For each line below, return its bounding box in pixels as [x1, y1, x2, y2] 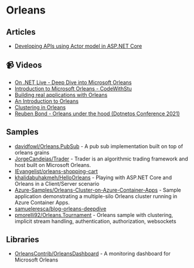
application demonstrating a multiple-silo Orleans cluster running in [14, 192, 178, 200]
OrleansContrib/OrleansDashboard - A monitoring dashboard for [14, 250, 171, 257]
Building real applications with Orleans [14, 91, 108, 98]
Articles [6, 27, 36, 37]
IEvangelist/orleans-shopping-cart [14, 168, 98, 175]
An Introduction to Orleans [14, 98, 79, 105]
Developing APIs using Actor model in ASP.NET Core [14, 42, 142, 49]
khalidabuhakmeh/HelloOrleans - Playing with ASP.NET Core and [14, 174, 172, 181]
